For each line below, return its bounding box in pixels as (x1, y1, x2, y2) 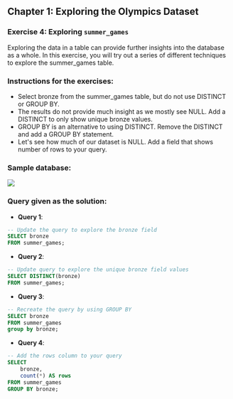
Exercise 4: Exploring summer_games (7, 27, 129, 37)
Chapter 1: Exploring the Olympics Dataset (7, 6, 199, 18)
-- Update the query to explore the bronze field (7, 226, 158, 233)
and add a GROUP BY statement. (17, 129, 114, 138)
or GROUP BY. (17, 100, 60, 108)
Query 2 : (17, 252, 45, 261)
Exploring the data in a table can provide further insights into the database (7, 43, 225, 52)
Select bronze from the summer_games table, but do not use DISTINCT (17, 92, 227, 100)
